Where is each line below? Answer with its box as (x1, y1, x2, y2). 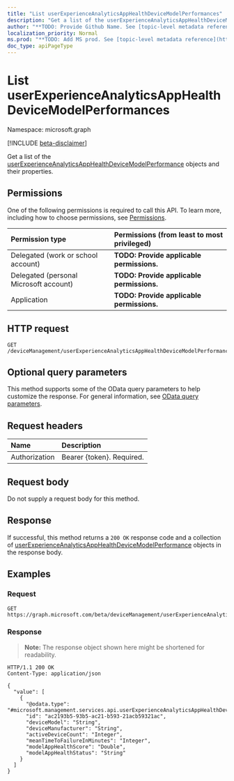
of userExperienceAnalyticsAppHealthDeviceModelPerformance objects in (7, 540, 221, 549)
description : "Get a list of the (7, 17, 104, 24)
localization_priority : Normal (7, 29, 98, 37)
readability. (24, 650, 57, 659)
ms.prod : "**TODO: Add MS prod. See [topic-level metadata (7, 36, 182, 43)
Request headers (7, 420, 84, 432)
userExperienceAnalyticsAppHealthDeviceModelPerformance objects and (7, 160, 219, 168)
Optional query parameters (7, 366, 127, 378)
